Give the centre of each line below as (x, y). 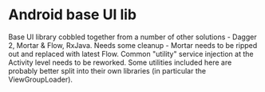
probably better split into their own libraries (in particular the (107, 70)
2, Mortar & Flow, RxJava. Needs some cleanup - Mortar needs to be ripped (133, 45)
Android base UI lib (73, 15)
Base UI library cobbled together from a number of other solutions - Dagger (132, 37)
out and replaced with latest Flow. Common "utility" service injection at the (131, 54)
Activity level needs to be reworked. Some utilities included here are (120, 62)
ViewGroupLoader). (41, 79)
